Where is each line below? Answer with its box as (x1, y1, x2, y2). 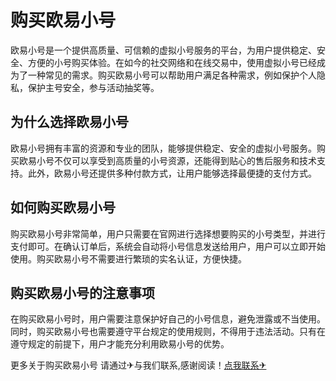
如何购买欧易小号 (10, 199, 116, 216)
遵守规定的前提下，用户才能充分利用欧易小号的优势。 (10, 338, 230, 350)
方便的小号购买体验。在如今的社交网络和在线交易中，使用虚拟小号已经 (27, 56, 317, 68)
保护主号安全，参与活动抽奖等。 (27, 81, 160, 93)
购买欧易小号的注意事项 (10, 284, 155, 301)
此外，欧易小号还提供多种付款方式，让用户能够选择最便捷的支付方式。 (27, 167, 317, 179)
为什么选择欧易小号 (10, 114, 129, 131)
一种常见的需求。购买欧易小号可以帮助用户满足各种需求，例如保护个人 (27, 69, 317, 81)
